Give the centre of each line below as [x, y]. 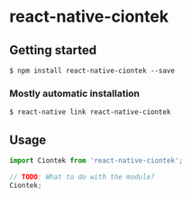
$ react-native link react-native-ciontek [90, 112]
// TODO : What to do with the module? [82, 177]
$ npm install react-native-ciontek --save [92, 71]
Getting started [53, 50]
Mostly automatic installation [75, 93]
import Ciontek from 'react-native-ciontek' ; [96, 161]
